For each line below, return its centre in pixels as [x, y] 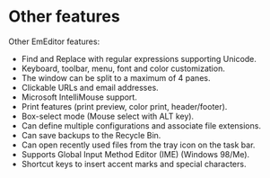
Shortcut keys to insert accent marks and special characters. [134, 164]
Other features [64, 17]
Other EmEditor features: [54, 41]
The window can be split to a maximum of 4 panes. [116, 77]
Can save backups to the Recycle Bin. [91, 135]
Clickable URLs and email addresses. [90, 87]
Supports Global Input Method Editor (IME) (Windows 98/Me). [135, 154]
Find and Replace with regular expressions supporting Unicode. [139, 58]
